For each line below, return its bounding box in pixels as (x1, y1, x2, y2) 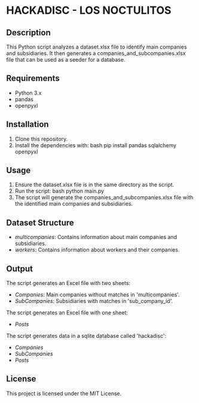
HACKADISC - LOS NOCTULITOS (6, 4, 172, 17)
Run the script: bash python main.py (14, 187, 105, 195)
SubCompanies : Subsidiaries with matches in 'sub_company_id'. (14, 298, 173, 305)
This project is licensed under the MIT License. (6, 390, 122, 397)
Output (6, 263, 33, 274)
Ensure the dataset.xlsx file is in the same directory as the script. (14, 181, 174, 189)
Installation (6, 119, 49, 129)
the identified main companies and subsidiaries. (14, 200, 133, 207)
